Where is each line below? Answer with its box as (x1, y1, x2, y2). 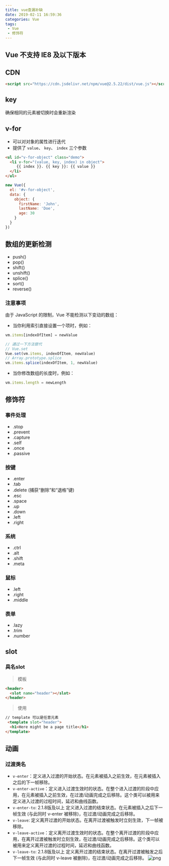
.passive (12, 450, 30, 456)
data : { (10, 192, 26, 197)
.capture (12, 434, 30, 440)
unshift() (12, 270, 30, 276)
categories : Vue (5, 17, 39, 22)
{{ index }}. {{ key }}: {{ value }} (16, 164, 96, 169)
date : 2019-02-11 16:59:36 (5, 12, 62, 17)
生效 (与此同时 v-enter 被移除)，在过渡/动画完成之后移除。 (17, 811, 138, 817)
